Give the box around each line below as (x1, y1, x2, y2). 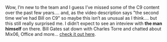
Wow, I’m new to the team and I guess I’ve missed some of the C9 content (5, 5, 160, 10)
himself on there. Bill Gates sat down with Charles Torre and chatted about (5, 26, 161, 32)
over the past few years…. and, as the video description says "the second (5, 10, 159, 16)
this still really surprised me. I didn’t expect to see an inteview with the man (5, 20, 162, 26)
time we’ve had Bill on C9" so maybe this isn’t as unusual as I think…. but (5, 15, 157, 21)
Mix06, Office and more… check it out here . (5, 31, 96, 37)
